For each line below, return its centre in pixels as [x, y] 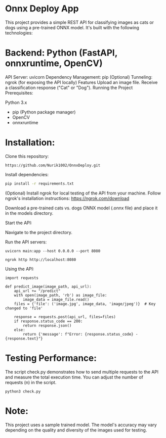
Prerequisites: [19, 93]
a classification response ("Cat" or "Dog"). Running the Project [69, 88]
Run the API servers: [26, 242]
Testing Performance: [51, 358]
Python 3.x [16, 102]
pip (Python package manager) [44, 112]
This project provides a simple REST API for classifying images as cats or [80, 22]
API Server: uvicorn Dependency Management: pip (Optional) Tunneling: [79, 77]
